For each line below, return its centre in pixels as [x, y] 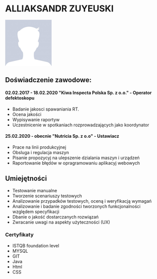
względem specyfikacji [36, 212]
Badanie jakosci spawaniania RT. [46, 109]
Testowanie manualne [35, 190]
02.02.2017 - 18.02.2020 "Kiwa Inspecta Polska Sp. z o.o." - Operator [78, 93]
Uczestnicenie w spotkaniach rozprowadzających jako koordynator [81, 125]
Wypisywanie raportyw [36, 119]
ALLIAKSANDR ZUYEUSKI [59, 9]
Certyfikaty [19, 235]
